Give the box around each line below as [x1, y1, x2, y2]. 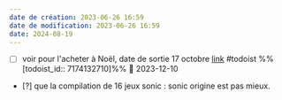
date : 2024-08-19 [9, 29, 73, 38]
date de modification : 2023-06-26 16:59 [9, 21, 161, 30]
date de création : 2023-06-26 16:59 [9, 12, 144, 22]
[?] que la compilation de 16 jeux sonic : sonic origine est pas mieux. [21, 81, 271, 91]
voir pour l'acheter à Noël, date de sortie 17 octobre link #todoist [21, 54, 256, 65]
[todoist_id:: [21, 64, 65, 74]
